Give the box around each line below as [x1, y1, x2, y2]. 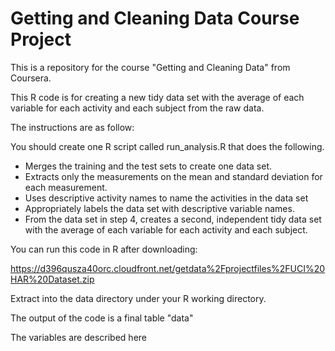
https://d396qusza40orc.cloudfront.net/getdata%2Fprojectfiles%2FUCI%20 [10, 262, 326, 274]
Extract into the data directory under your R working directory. [10, 292, 267, 304]
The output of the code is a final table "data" [10, 312, 194, 324]
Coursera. [10, 72, 52, 84]
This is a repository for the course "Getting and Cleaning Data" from [10, 61, 291, 73]
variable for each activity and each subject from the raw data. [10, 102, 265, 114]
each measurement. [24, 181, 108, 193]
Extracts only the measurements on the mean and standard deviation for [24, 170, 323, 182]
